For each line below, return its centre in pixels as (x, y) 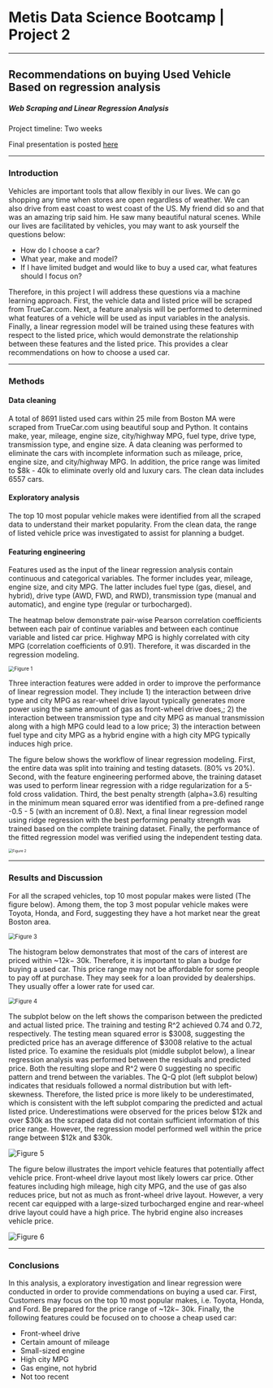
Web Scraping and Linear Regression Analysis (89, 108)
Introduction (33, 173)
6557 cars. (26, 479)
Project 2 (39, 35)
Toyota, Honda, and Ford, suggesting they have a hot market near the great (134, 913)
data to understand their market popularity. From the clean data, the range (133, 524)
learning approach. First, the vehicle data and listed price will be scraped (130, 300)
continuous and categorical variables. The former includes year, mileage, (131, 579)
